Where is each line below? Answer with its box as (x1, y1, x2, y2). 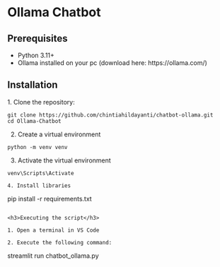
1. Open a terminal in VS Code (7, 227, 100, 234)
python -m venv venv (7, 143, 69, 150)
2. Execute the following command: (7, 239, 112, 246)
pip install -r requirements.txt (7, 194, 92, 203)
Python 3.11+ (17, 51, 55, 59)
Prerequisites (7, 32, 68, 44)
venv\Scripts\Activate (7, 170, 74, 177)
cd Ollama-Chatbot (7, 117, 62, 124)
